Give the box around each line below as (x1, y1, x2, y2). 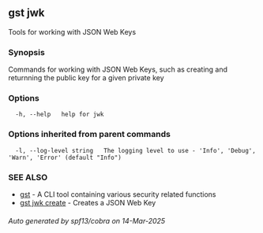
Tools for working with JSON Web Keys (8, 27, 137, 36)
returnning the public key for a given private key (8, 73, 164, 83)
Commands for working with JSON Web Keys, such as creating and (8, 65, 227, 74)
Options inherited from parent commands (8, 129, 171, 140)
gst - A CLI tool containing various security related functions (19, 190, 216, 199)
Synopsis (8, 46, 45, 57)
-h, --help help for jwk (15, 110, 104, 119)
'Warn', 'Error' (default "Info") (8, 153, 122, 161)
